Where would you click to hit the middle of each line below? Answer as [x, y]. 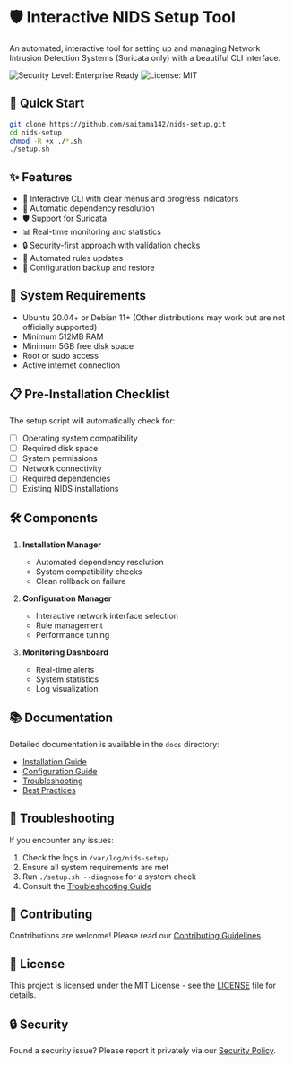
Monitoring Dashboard [65, 652]
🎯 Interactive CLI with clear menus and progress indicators [130, 199]
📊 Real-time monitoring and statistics [91, 232]
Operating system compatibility [80, 438]
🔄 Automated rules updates [73, 258]
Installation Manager [61, 545]
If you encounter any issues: [62, 840]
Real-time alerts [65, 669]
